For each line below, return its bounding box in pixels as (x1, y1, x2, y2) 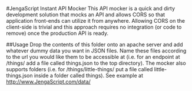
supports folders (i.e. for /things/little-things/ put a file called (6, 66, 153, 72)
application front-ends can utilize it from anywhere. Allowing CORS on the (6, 17, 186, 24)
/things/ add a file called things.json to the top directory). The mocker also (6, 60, 187, 66)
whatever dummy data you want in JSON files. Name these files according (6, 47, 187, 54)
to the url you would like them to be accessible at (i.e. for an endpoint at (6, 54, 181, 60)
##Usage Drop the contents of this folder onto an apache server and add (6, 41, 183, 48)
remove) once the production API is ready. (6, 30, 109, 37)
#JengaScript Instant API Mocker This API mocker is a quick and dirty (6, 5, 176, 12)
